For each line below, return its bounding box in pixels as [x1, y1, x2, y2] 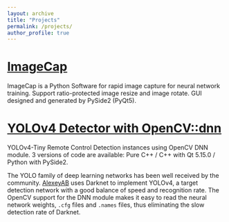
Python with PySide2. [7, 158, 68, 166]
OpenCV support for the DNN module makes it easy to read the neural [7, 194, 208, 202]
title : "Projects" [7, 17, 60, 23]
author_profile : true [7, 29, 70, 37]
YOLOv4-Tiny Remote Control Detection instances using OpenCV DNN [7, 143, 209, 152]
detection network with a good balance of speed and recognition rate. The [7, 186, 219, 194]
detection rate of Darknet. [7, 208, 81, 216]
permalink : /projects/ [7, 23, 73, 30]
